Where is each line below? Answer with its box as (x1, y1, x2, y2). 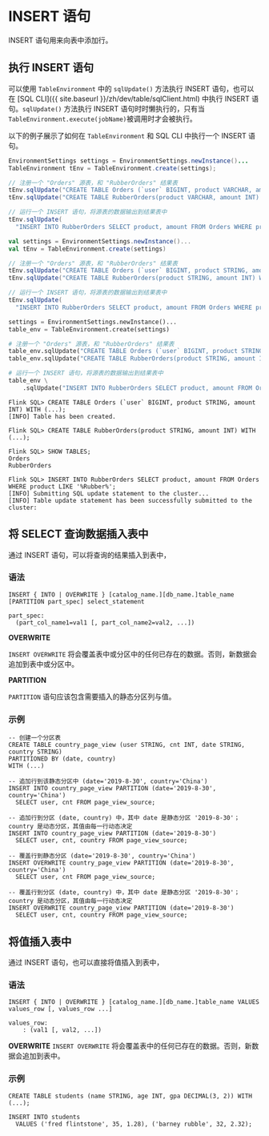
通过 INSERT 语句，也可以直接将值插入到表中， (8, 957, 164, 967)
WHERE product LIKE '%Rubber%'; (8, 482, 116, 491)
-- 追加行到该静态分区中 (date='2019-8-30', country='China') (8, 777, 208, 785)
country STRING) (8, 748, 62, 757)
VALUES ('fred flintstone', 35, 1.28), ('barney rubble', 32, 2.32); (15, 1120, 252, 1128)
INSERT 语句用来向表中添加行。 (8, 35, 113, 45)
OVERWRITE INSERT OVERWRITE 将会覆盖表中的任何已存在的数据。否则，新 (8, 1042, 252, 1051)
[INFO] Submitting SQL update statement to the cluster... (8, 489, 210, 497)
